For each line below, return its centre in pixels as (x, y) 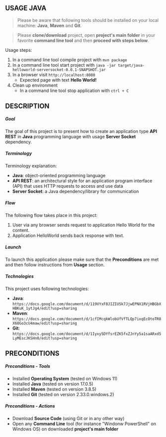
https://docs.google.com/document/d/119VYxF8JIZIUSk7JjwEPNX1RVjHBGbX (87, 304)
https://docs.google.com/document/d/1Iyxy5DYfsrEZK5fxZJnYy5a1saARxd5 (87, 334)
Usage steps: (19, 50)
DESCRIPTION (27, 106)
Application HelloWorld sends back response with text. (68, 235)
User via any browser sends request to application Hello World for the (83, 225)
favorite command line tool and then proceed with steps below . (83, 40)
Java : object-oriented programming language (59, 176)
